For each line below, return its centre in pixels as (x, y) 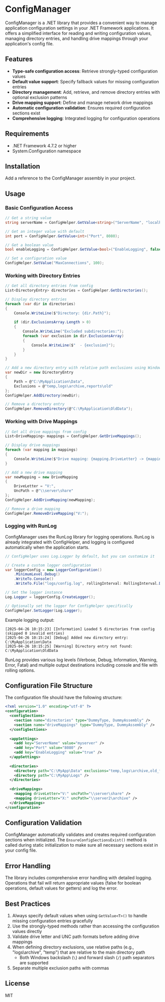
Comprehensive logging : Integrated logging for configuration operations (86, 118)
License (17, 984)
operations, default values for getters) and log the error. (61, 888)
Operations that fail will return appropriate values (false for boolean (73, 883)
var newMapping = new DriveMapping (41, 477)
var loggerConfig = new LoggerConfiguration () (54, 570)
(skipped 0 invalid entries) (35, 633)
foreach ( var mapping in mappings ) (41, 450)
